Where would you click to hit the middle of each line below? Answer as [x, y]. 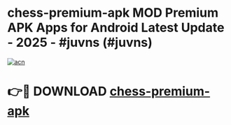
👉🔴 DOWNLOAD [57, 91]
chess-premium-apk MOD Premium [113, 13]
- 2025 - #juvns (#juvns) [80, 43]
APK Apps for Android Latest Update [116, 28]
